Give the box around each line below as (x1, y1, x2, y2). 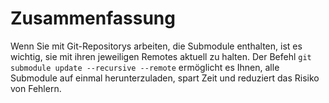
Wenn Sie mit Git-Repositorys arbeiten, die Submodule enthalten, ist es (10, 40, 303, 52)
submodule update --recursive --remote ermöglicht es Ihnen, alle (10, 61, 280, 73)
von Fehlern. (10, 82, 62, 94)
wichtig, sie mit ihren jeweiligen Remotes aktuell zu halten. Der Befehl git (10, 50, 312, 62)
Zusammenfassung (10, 7, 176, 30)
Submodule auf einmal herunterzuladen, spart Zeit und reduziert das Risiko (10, 72, 320, 84)
